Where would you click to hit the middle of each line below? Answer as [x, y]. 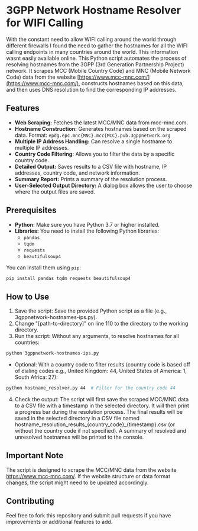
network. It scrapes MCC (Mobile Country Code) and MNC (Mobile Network [98, 70]
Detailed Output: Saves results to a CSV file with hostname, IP [91, 166]
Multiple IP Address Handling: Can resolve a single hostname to [93, 141]
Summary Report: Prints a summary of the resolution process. [91, 179]
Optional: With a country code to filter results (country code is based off [102, 365]
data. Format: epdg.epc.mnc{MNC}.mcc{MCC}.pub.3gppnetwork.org [92, 135]
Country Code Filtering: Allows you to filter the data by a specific [95, 154]
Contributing [30, 501]
